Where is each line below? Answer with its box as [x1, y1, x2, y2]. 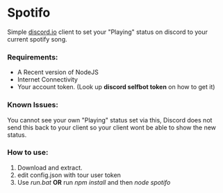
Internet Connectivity [17, 75, 79, 84]
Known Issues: [7, 100, 59, 110]
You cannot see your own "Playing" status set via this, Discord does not [7, 116, 213, 124]
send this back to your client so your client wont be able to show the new [7, 123, 217, 131]
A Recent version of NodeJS [17, 68, 99, 77]
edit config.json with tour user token [17, 171, 122, 179]
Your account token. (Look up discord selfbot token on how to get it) [17, 83, 215, 91]
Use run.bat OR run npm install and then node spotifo [17, 178, 171, 186]
